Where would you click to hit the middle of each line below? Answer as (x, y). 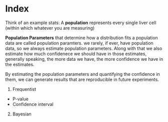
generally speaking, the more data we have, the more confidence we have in (84, 59)
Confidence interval (33, 104)
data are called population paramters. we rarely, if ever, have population (79, 43)
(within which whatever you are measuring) (50, 28)
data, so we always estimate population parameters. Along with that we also (84, 48)
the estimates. (20, 64)
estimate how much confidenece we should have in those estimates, (76, 54)
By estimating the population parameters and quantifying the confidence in (83, 74)
